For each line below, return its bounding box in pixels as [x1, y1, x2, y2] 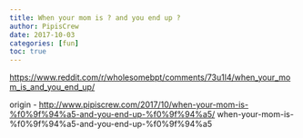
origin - [9, 99, 37, 110]
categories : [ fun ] [9, 38, 79, 48]
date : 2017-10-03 [9, 30, 76, 39]
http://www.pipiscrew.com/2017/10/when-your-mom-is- [38, 99, 248, 110]
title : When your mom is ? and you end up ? [9, 13, 181, 23]
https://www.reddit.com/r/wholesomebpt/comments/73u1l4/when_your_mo [9, 72, 291, 83]
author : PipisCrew [9, 22, 79, 31]
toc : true [9, 47, 47, 56]
